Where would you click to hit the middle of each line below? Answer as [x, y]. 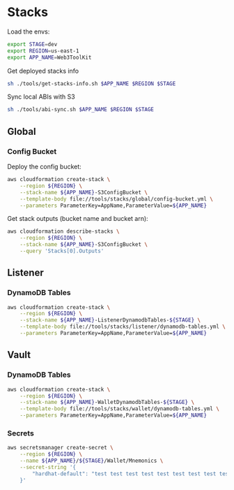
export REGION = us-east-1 [43, 51]
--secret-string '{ [48, 467]
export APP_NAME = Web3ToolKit [49, 57]
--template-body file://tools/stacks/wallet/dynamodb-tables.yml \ [119, 409]
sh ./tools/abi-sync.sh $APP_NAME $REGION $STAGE [81, 110]
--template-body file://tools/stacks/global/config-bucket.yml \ [117, 199]
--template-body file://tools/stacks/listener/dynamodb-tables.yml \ [123, 327]
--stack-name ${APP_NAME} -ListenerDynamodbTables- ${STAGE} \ [110, 320]
